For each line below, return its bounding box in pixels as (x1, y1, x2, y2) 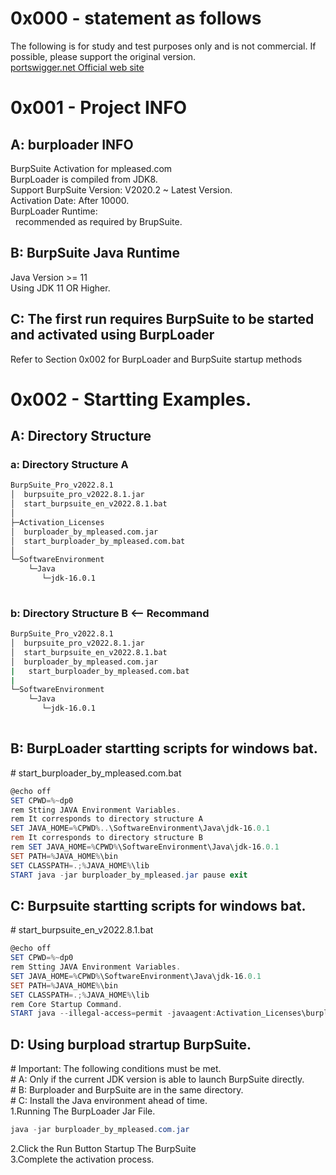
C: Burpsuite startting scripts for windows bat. (10, 897, 307, 914)
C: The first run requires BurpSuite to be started (10, 311, 315, 328)
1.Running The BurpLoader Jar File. (10, 1105, 156, 1117)
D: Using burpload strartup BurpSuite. (10, 1036, 252, 1053)
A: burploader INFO (10, 136, 134, 153)
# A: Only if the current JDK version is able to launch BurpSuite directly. (10, 1073, 305, 1086)
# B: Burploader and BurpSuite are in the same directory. (10, 1084, 244, 1096)
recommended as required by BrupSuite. (14, 215, 183, 227)
